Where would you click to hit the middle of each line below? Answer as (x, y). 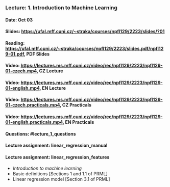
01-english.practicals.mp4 (34, 122)
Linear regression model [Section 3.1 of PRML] (61, 179)
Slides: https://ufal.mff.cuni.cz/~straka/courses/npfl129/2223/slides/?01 (85, 32)
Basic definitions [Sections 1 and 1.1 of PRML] (60, 174)
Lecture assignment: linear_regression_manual (56, 145)
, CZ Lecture (50, 71)
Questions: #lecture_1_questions (41, 133)
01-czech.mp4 (21, 71)
